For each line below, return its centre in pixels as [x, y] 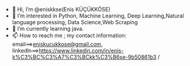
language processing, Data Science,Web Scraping [75, 22]
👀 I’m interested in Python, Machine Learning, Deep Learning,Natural [98, 16]
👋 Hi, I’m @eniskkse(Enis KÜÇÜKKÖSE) [61, 9]
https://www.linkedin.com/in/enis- [81, 51]
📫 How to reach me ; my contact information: [69, 35]
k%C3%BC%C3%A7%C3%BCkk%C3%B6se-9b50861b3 [84, 57]
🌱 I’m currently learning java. [48, 28]
